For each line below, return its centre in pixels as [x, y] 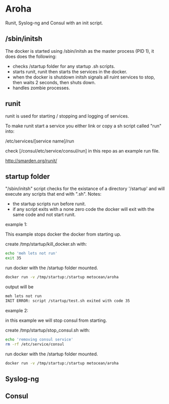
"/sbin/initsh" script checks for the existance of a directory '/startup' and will [85, 189]
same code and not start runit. [44, 215]
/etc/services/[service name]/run [40, 141]
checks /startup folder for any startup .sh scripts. [64, 66]
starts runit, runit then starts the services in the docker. [70, 71]
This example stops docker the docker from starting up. [63, 234]
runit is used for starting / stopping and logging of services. [67, 116]
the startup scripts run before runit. [49, 204]
